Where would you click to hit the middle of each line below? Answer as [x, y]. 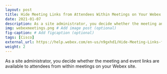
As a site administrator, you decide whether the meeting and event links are [82, 61]
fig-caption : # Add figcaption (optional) [50, 33]
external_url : [20, 42]
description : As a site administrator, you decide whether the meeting [81, 24]
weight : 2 [15, 47]
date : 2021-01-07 [23, 19]
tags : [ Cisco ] [20, 38]
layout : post [19, 10]
